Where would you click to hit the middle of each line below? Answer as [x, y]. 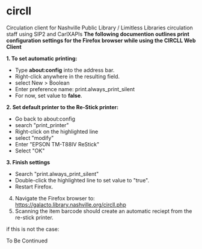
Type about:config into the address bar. [65, 70]
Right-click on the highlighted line [57, 131]
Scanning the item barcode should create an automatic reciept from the [103, 211]
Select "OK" [30, 151]
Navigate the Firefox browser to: [55, 198]
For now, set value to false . [48, 95]
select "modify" [34, 138]
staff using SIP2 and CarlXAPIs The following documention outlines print [98, 34]
